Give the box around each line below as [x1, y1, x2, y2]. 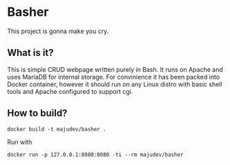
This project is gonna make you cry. [7, 27, 109, 35]
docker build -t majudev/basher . [7, 126, 107, 133]
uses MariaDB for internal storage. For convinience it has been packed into [7, 72, 220, 81]
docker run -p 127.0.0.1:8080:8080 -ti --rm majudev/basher [7, 151, 184, 158]
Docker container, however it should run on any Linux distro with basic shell [7, 80, 222, 88]
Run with [7, 137, 32, 146]
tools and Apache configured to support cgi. [7, 87, 133, 95]
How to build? [7, 108, 68, 119]
